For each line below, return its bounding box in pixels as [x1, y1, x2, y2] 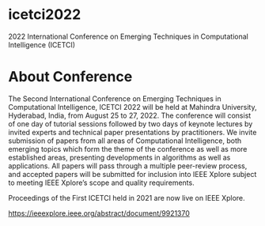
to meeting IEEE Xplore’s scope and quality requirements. [8, 178, 195, 187]
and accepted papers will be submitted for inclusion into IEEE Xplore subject [8, 169, 257, 179]
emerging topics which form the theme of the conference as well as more [8, 144, 248, 153]
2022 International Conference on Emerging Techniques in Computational [8, 32, 249, 41]
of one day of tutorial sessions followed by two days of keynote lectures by [8, 119, 253, 128]
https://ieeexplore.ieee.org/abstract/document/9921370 [8, 208, 190, 218]
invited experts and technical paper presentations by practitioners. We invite [8, 127, 257, 137]
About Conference [8, 68, 133, 86]
